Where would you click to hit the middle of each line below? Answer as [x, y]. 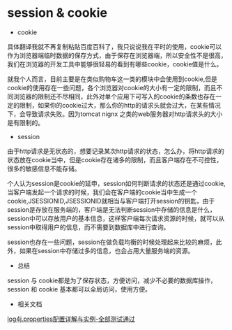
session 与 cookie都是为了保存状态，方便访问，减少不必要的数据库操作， [112, 280]
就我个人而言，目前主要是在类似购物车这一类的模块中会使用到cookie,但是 [113, 79]
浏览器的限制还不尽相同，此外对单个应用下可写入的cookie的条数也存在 [114, 96]
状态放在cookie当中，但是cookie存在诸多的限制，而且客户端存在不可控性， [115, 159]
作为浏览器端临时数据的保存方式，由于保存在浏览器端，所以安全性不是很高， [117, 55]
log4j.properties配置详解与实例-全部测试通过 [71, 319]
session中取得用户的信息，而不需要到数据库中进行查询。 [88, 227]
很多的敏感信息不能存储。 [44, 168]
